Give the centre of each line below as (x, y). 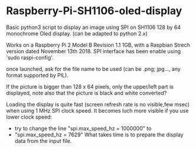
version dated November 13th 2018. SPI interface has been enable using (94, 51)
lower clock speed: (29, 117)
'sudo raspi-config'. (30, 57)
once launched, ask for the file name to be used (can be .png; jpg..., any (93, 69)
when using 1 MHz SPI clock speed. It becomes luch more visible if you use (97, 110)
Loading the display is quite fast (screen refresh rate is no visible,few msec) (98, 104)
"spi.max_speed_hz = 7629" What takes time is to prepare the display (99, 135)
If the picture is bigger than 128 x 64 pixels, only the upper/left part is (90, 86)
